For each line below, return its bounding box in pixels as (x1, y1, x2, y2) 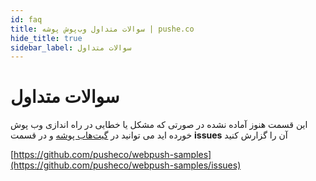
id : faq (10, 14, 43, 25)
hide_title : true (10, 33, 83, 43)
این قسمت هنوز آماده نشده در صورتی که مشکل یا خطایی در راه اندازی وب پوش (10, 119, 308, 131)
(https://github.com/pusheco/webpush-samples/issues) (10, 159, 242, 171)
